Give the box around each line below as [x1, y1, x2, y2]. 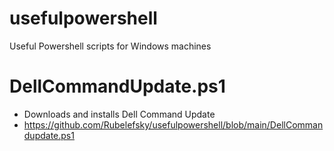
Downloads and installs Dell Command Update [23, 108, 216, 120]
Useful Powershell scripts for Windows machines [9, 40, 212, 52]
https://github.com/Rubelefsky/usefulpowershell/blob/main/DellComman [23, 118, 324, 131]
